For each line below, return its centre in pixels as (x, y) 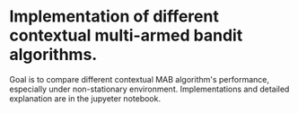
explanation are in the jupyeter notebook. (85, 98)
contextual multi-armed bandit (126, 35)
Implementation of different (114, 17)
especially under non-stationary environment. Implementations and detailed (149, 89)
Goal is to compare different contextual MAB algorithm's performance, (140, 79)
